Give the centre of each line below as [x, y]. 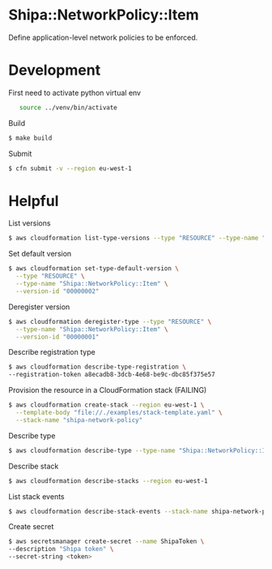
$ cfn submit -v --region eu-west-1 [70, 168]
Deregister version [39, 307]
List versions [30, 223]
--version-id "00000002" [57, 291]
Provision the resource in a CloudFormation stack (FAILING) [108, 390]
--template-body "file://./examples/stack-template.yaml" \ [119, 413]
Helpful [34, 201]
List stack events [36, 496]
